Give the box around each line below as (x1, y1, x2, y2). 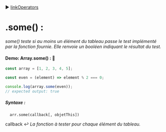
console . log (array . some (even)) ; (5, 84, 73, 89)
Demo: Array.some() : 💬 (5, 55, 55, 61)
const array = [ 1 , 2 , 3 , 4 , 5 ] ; (5, 66, 73, 71)
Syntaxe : (5, 99, 26, 105)
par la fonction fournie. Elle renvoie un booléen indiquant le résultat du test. (5, 43, 161, 49)
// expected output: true (5, 88, 59, 94)
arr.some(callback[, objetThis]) (10, 112, 80, 117)
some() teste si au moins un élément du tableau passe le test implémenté (5, 38, 157, 44)
